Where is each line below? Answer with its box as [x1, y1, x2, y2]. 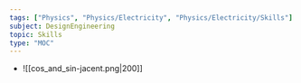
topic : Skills [9, 30, 63, 39]
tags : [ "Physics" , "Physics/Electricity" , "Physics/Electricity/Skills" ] [9, 13, 294, 23]
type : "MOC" [9, 38, 54, 48]
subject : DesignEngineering [9, 22, 116, 31]
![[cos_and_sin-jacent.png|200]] [22, 63, 143, 74]
